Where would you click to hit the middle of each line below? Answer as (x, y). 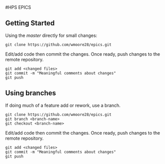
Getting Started (30, 23)
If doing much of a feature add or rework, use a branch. (63, 105)
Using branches (31, 93)
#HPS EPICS (18, 7)
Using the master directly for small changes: (51, 35)
